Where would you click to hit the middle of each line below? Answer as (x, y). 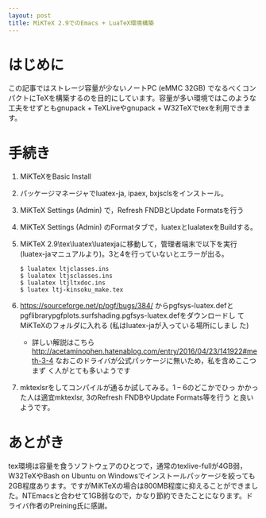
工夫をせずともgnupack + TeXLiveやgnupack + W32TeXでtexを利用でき (126, 108)
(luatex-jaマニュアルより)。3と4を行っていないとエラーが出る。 (124, 254)
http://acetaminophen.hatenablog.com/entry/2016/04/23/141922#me (145, 351)
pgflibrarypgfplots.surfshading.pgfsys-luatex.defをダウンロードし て (132, 315)
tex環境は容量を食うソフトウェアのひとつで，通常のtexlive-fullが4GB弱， (128, 466)
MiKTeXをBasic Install (55, 176)
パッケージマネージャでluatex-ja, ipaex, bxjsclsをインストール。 (123, 193)
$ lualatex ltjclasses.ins (64, 269)
